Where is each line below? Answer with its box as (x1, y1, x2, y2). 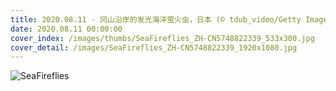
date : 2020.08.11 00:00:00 (10, 24, 123, 34)
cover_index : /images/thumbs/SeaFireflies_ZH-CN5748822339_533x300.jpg (10, 33, 315, 43)
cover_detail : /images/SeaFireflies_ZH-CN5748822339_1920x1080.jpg (10, 42, 298, 53)
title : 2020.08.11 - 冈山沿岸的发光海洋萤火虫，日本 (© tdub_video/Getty (10, 14, 302, 25)
